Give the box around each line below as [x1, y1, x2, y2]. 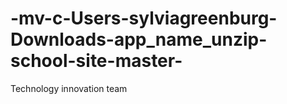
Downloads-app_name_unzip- [10, 28, 268, 51]
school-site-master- [10, 50, 183, 72]
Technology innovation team [10, 82, 128, 94]
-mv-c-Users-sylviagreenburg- [10, 7, 278, 30]
